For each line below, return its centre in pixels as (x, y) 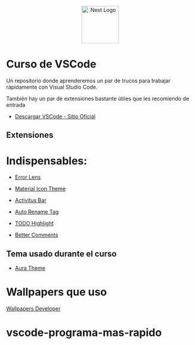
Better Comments (36, 235)
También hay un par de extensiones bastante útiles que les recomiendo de (98, 98)
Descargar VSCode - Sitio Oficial (55, 116)
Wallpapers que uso (57, 292)
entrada (16, 105)
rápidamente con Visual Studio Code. (52, 87)
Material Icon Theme (40, 189)
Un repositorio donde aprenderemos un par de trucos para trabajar (89, 80)
